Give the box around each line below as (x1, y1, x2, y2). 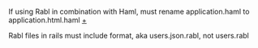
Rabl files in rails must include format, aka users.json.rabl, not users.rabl (8, 31, 249, 40)
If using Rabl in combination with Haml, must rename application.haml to (8, 7, 250, 16)
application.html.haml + (8, 15, 87, 25)
